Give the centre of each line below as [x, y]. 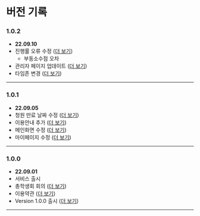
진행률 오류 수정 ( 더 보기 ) [44, 51]
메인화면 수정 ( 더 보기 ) [40, 130]
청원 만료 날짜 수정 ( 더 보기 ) [47, 115]
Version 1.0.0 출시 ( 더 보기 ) [47, 201]
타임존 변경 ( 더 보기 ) [38, 73]
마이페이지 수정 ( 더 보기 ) [43, 137]
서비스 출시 [28, 179]
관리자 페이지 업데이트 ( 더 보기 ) [51, 66]
